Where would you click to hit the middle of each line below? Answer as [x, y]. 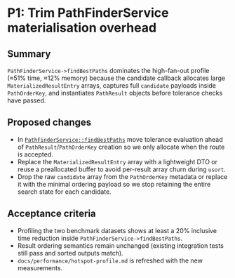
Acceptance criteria [52, 214]
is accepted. [35, 154]
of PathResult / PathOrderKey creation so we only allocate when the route [121, 147]
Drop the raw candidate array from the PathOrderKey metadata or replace [122, 176]
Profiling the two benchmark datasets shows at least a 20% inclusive [117, 230]
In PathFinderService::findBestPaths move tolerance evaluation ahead [120, 139]
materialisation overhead [82, 28]
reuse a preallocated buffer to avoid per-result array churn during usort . [122, 169]
